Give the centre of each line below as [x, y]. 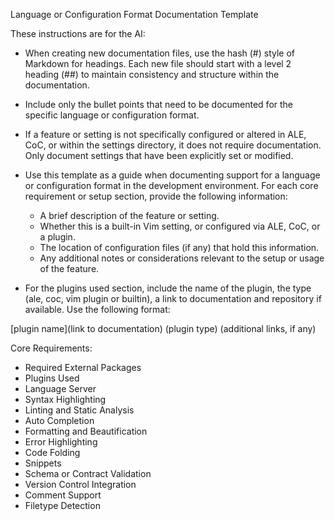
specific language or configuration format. [112, 115]
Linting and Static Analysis [79, 410]
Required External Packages [83, 367]
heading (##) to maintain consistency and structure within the [152, 74]
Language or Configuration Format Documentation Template [134, 14]
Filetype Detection [62, 505]
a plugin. [57, 237]
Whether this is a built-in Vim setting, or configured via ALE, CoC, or [180, 226]
